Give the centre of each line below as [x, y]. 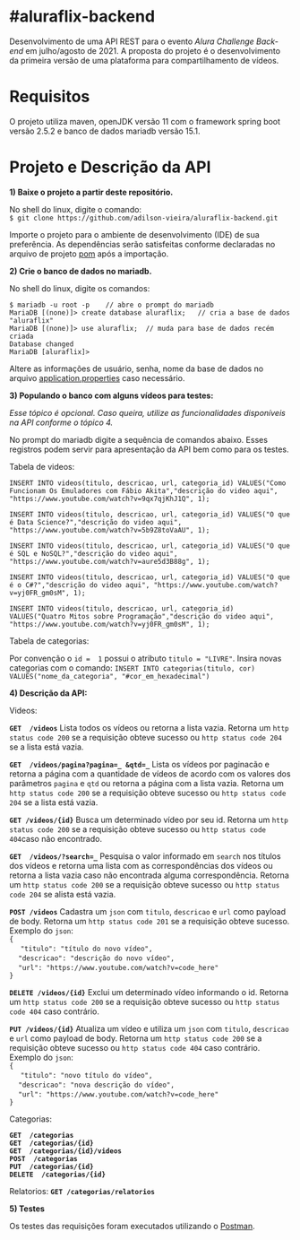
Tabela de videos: [42, 466]
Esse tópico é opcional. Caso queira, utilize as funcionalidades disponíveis [148, 412]
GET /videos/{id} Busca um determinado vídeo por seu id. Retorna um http [149, 819]
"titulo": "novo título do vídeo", [86, 1075]
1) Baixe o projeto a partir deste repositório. [91, 192]
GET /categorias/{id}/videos [66, 1151]
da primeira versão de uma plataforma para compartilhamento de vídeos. [144, 60]
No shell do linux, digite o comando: [75, 209]
